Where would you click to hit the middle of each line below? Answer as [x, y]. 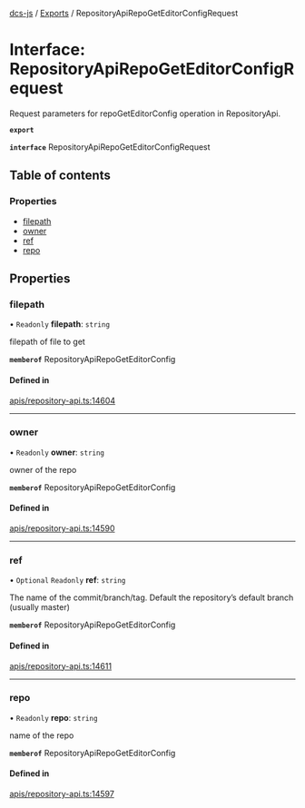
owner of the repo [43, 469]
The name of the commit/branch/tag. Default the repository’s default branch [152, 597]
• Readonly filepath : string [60, 324]
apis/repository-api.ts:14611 [60, 665]
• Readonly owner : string [57, 452]
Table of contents [60, 176]
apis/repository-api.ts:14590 [62, 528]
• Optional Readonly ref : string [68, 580]
